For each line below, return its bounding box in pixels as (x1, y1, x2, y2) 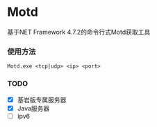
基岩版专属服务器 (17, 95, 67, 104)
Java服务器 (17, 104, 50, 113)
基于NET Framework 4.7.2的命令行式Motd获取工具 (7, 28, 151, 36)
